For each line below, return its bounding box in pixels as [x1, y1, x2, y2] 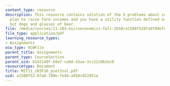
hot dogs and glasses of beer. [10, 21, 76, 27]
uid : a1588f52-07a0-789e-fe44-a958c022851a [5, 73, 99, 78]
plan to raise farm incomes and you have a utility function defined [10, 17, 159, 22]
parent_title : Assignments [5, 50, 62, 55]
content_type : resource [5, 7, 56, 13]
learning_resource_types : [5, 36, 60, 41]
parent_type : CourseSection [5, 54, 65, 60]
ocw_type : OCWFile [5, 45, 44, 50]
